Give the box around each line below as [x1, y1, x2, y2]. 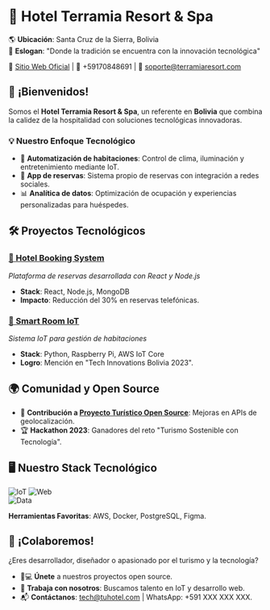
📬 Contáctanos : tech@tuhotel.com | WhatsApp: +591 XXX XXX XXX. [19, 592, 252, 602]
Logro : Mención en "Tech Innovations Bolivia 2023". [19, 358, 193, 368]
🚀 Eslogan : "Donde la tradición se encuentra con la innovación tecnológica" [8, 46, 260, 56]
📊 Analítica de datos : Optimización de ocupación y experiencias [19, 189, 237, 198]
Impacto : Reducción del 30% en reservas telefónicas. [19, 295, 200, 305]
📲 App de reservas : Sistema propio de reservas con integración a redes [19, 171, 260, 181]
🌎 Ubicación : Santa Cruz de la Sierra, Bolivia [8, 34, 160, 44]
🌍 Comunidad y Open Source [8, 382, 160, 396]
